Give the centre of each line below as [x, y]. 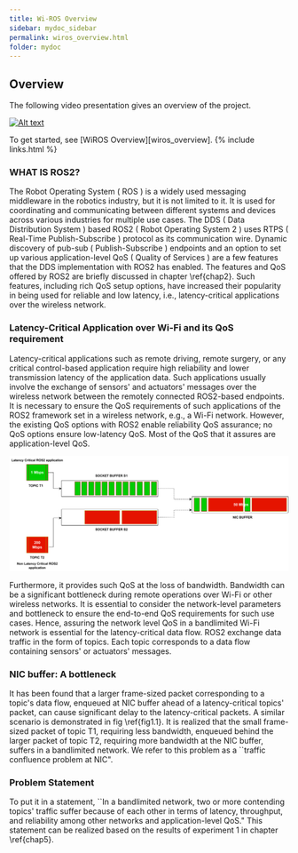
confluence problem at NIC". [61, 760]
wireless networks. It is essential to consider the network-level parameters [145, 603]
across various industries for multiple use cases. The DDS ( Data [127, 220]
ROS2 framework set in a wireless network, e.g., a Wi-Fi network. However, [147, 415]
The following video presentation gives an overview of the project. [130, 106]
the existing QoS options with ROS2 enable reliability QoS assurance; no [141, 424]
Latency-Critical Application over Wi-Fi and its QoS [122, 328]
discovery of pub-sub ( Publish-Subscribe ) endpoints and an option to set [145, 248]
